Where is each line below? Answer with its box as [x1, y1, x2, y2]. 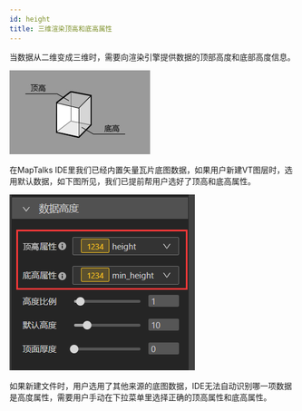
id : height [9, 15, 51, 24]
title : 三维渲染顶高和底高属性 [9, 24, 112, 34]
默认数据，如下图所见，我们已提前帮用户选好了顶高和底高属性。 [16, 175, 256, 186]
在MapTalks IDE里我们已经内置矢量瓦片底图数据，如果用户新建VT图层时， [9, 164, 286, 175]
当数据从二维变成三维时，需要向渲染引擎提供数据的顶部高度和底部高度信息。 [9, 51, 296, 63]
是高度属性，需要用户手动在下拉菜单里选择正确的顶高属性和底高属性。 [9, 391, 272, 403]
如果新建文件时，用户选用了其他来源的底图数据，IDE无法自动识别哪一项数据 [9, 380, 293, 391]
